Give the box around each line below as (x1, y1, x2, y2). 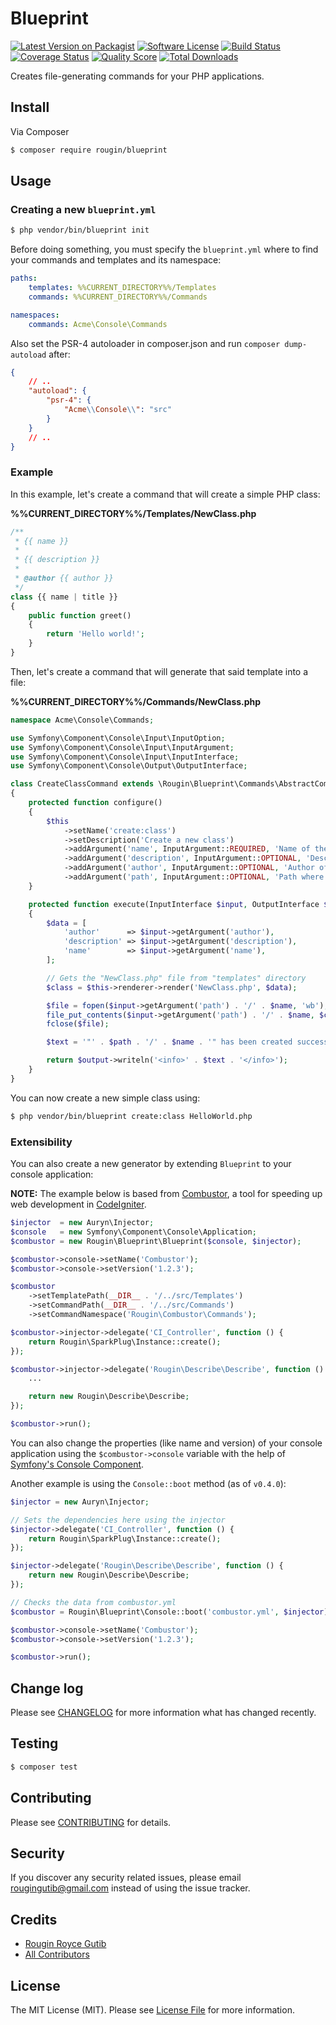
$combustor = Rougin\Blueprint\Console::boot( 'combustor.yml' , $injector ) (10, 1607, 329, 1617)
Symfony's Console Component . (10, 1458, 145, 1470)
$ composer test (10, 1762, 78, 1772)
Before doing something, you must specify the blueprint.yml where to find (10, 243, 319, 256)
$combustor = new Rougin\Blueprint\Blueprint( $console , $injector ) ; (10, 1236, 302, 1246)
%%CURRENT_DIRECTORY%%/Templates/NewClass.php (10, 507, 257, 519)
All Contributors (24, 1948, 90, 1961)
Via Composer (10, 125, 70, 137)
